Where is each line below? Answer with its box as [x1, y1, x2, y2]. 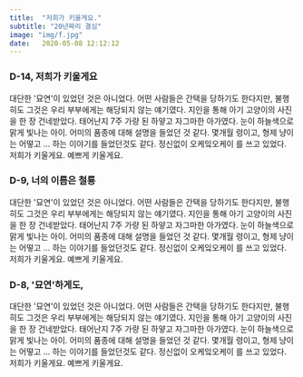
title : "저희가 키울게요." [9, 13, 103, 23]
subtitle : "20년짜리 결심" [9, 22, 103, 31]
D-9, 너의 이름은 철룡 [9, 174, 96, 187]
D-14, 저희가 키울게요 [9, 70, 98, 83]
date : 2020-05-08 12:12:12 [9, 38, 120, 48]
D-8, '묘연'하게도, [9, 278, 84, 291]
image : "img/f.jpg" [9, 30, 83, 39]
